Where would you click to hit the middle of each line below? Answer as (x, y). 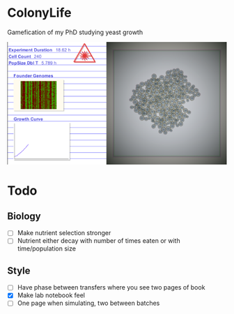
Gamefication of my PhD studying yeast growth (75, 32)
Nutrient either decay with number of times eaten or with (99, 241)
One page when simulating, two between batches (88, 303)
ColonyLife (39, 13)
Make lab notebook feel (51, 295)
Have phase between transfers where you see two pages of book (111, 287)
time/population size (47, 248)
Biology (24, 216)
